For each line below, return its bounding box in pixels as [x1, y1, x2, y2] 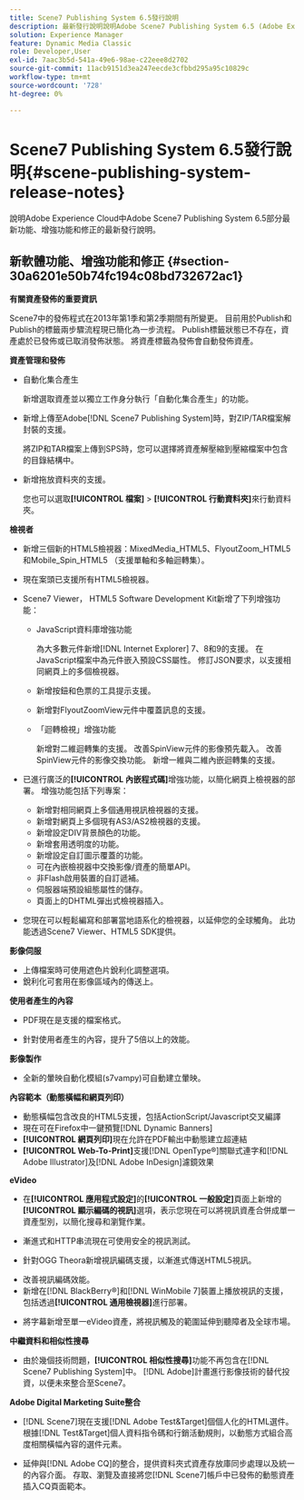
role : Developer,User [9, 47, 92, 56]
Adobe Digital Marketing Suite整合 [9, 1396, 142, 1408]
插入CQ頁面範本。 [22, 1481, 91, 1492]
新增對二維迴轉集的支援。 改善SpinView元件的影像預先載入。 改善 [35, 743, 283, 754]
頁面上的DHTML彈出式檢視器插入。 [35, 896, 169, 907]
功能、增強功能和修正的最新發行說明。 [16, 224, 161, 235]
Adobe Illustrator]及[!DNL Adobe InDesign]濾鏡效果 [22, 1157, 215, 1167]
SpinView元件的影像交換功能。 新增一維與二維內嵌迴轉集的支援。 [35, 755, 280, 766]
